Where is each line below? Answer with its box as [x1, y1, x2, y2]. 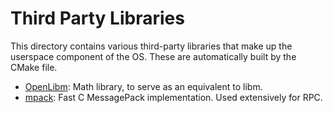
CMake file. [10, 61, 58, 73]
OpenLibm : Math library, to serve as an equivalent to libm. [24, 80, 263, 92]
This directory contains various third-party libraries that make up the [10, 40, 293, 52]
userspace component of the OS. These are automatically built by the [10, 50, 297, 62]
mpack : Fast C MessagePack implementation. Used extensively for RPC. [24, 91, 323, 103]
